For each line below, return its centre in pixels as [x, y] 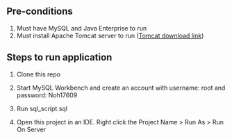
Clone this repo [38, 74]
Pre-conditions [40, 11]
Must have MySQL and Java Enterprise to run [82, 28]
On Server [31, 129]
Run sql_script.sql [42, 108]
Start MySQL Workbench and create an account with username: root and [121, 88]
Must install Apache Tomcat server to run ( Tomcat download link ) [110, 35]
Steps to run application [59, 57]
